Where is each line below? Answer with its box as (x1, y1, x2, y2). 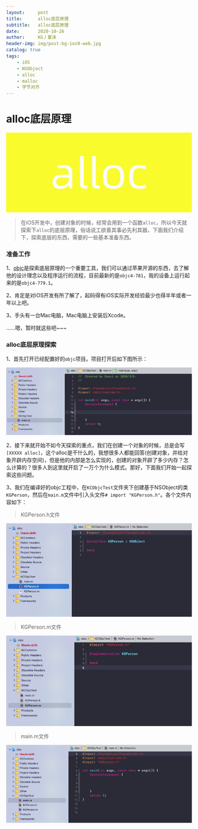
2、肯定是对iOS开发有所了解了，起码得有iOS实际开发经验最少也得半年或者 (6, 292, 187, 299)
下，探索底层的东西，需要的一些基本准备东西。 (20, 234, 134, 241)
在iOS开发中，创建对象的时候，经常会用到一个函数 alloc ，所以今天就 (20, 219, 187, 226)
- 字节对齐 (16, 84, 40, 90)
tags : (6, 53, 19, 59)
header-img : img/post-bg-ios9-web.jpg (6, 41, 101, 47)
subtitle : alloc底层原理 (6, 22, 69, 28)
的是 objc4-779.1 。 (11, 279, 56, 287)
